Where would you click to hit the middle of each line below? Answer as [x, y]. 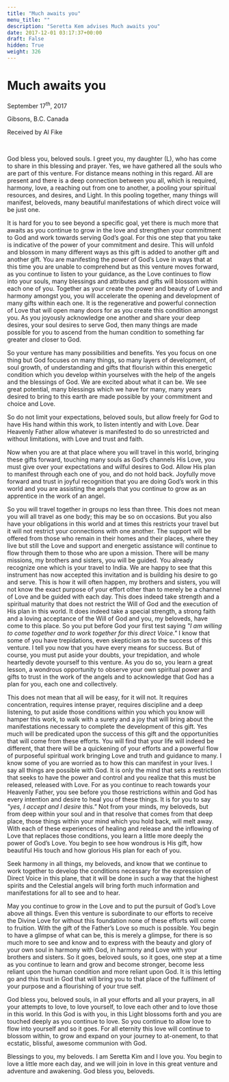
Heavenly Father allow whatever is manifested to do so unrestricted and [108, 432]
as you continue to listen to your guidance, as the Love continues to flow [109, 274]
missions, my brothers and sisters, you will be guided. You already [100, 560]
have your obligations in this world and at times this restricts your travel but [113, 524]
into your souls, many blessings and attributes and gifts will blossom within [112, 281]
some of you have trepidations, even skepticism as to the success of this [109, 640]
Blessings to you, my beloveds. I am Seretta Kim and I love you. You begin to [114, 1057]
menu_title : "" [29, 20]
